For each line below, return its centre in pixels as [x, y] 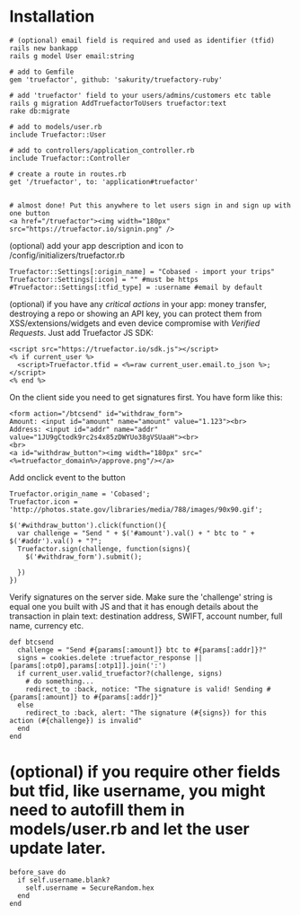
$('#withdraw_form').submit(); [84, 557]
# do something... [60, 681]
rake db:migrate [40, 111]
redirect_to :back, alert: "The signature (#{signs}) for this [146, 713]
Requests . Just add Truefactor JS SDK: [82, 332]
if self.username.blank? [64, 880]
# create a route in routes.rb [68, 174]
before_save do [38, 872]
